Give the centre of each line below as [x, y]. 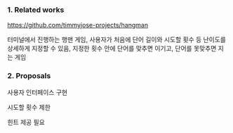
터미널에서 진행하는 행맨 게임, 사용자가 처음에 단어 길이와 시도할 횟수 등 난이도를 [117, 39]
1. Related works [36, 10]
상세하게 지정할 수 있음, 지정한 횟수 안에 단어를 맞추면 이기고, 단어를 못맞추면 [112, 49]
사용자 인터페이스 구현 [38, 92]
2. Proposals [29, 76]
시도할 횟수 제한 [29, 107]
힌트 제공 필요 [26, 122]
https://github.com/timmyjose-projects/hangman [78, 25]
